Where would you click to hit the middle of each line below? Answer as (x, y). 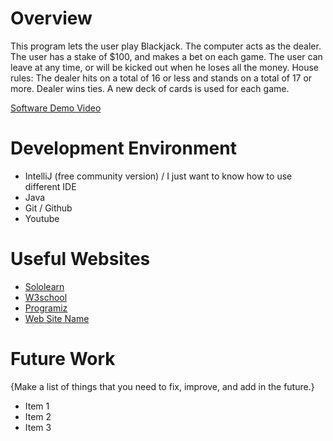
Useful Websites (80, 259)
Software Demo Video (56, 108)
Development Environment (123, 148)
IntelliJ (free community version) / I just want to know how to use (158, 176)
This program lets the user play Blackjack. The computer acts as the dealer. (166, 46)
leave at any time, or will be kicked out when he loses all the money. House (165, 67)
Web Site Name (57, 318)
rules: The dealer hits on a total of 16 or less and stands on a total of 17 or (161, 78)
